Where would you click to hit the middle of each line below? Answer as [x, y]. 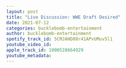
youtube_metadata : [29, 56]
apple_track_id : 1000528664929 [45, 50]
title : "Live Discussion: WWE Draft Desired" [63, 17]
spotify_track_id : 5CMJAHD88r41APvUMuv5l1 [59, 39]
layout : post [22, 12]
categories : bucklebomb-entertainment [54, 28]
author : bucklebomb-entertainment [49, 34]
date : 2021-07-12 [28, 22]
